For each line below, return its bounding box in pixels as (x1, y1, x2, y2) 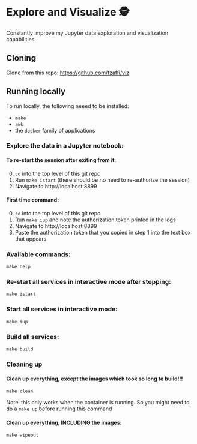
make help (6, 264, 31, 270)
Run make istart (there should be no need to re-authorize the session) (14, 176, 190, 184)
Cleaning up (6, 360, 43, 368)
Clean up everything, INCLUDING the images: (6, 419, 122, 426)
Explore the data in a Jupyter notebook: (6, 142, 124, 150)
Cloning (6, 53, 37, 64)
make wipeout (6, 432, 39, 439)
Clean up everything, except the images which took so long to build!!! (6, 375, 183, 382)
